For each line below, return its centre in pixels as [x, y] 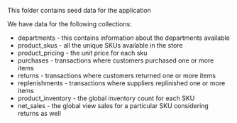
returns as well [39, 113]
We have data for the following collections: [70, 24]
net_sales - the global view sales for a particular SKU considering [113, 106]
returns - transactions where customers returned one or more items [117, 75]
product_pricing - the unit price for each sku [82, 53]
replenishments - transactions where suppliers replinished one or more [121, 83]
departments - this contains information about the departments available [124, 38]
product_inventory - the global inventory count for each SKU [106, 98]
